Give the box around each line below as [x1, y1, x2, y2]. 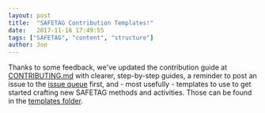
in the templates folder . [8, 96, 83, 106]
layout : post [8, 11, 51, 20]
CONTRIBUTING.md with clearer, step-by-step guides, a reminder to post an [8, 71, 257, 81]
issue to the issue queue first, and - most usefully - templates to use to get [8, 80, 252, 89]
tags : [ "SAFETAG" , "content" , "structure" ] [8, 33, 154, 42]
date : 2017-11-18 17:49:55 [8, 26, 104, 34]
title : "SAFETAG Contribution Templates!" [8, 19, 154, 27]
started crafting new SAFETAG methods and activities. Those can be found [8, 88, 252, 97]
